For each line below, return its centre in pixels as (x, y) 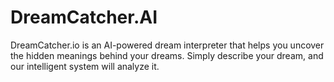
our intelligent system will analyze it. (85, 66)
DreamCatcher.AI (84, 17)
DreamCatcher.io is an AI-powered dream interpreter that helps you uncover (167, 45)
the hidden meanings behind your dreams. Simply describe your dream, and (167, 55)
